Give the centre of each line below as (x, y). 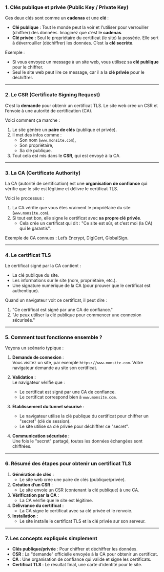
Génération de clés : (33, 474)
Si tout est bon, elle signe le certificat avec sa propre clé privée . (77, 218)
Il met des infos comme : (37, 135)
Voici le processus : (25, 198)
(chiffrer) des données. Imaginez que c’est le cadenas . (67, 33)
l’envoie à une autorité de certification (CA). (49, 110)
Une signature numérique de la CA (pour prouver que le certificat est (81, 286)
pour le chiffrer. (28, 67)
